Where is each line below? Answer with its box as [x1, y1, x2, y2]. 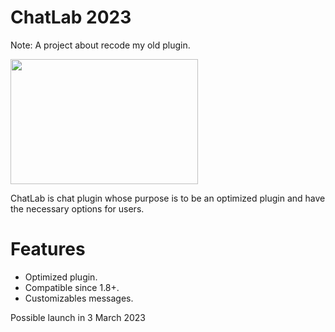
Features [10, 238, 86, 261]
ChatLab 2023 [10, 6, 132, 29]
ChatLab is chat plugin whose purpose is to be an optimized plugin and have [10, 192, 326, 204]
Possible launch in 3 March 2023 [10, 311, 147, 323]
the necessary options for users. [10, 202, 145, 215]
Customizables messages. [24, 292, 134, 304]
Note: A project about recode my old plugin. [10, 39, 191, 51]
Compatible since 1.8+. [24, 281, 120, 293]
